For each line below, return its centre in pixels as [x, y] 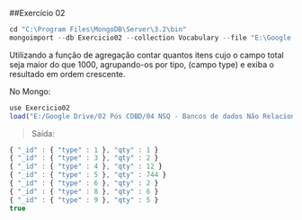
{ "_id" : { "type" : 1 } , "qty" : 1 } [84, 150]
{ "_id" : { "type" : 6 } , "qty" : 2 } [84, 183]
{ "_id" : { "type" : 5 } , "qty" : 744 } [88, 175]
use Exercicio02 [40, 108]
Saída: [43, 133]
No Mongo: [30, 91]
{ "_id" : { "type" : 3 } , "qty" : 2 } [84, 158]
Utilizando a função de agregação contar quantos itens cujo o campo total [147, 55]
